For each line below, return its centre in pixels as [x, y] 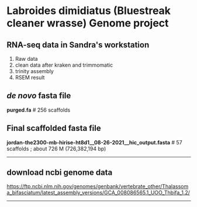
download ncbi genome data [60, 173]
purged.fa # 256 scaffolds [39, 110]
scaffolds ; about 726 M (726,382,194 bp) [56, 149]
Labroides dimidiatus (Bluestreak [89, 11]
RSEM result [30, 77]
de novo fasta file [39, 96]
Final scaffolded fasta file [54, 128]
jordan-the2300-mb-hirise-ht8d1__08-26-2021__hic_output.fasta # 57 [95, 142]
